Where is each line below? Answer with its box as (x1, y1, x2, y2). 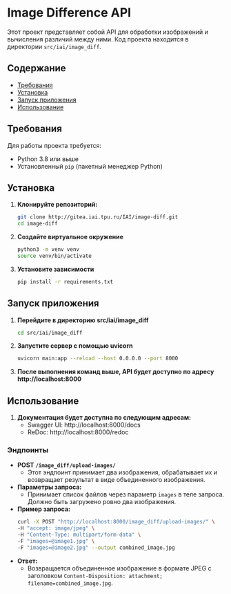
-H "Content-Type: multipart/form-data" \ (17, 531, 141, 539)
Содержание (7, 62, 67, 74)
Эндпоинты (7, 445, 49, 455)
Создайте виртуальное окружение (17, 233, 124, 241)
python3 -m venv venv (17, 246, 80, 253)
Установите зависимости (17, 265, 94, 273)
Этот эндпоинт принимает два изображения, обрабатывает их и (27, 468, 218, 476)
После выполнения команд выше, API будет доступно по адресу (17, 368, 214, 376)
